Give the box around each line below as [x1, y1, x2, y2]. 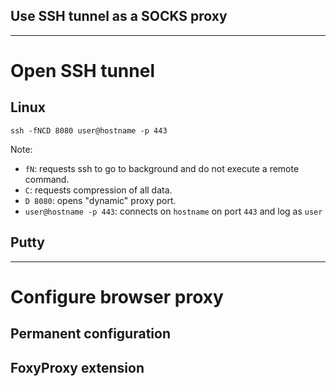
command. [24, 173, 70, 185]
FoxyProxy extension [10, 359, 145, 376]
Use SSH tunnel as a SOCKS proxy [10, 8, 228, 25]
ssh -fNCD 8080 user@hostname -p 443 [10, 125, 168, 136]
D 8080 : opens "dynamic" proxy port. [24, 194, 177, 206]
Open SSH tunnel [10, 60, 155, 82]
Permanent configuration [10, 325, 171, 343]
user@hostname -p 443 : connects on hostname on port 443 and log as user [24, 205, 323, 217]
